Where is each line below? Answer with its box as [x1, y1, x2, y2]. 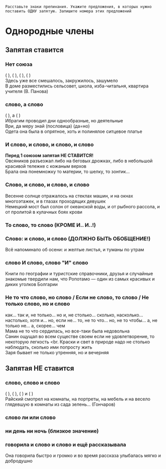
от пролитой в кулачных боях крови [5, 209, 82, 215]
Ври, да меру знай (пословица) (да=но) [5, 123, 90, 129]
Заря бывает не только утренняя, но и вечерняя [5, 349, 109, 355]
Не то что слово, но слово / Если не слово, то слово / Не [5, 294, 149, 301]
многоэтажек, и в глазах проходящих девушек [5, 198, 106, 204]
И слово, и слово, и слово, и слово [5, 141, 94, 148]
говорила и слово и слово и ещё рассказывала [5, 441, 127, 448]
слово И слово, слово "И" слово [5, 259, 89, 266]
